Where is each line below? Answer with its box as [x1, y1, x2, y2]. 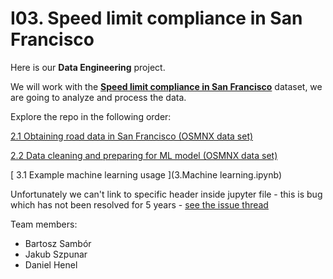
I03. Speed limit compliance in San [10, 7, 303, 30]
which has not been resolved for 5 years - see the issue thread [10, 198, 269, 211]
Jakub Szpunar [24, 248, 88, 260]
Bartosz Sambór [24, 237, 92, 249]
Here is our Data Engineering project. [10, 61, 166, 73]
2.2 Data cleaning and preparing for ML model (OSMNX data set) [10, 149, 278, 161]
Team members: [10, 218, 78, 230]
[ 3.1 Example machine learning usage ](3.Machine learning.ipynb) [10, 168, 283, 181]
